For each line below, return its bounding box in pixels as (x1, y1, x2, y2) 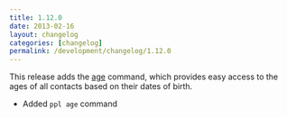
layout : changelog (9, 30, 79, 39)
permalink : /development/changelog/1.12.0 (9, 47, 171, 56)
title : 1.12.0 (9, 13, 63, 23)
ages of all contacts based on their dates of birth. (9, 81, 193, 92)
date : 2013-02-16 (9, 22, 75, 31)
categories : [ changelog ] (9, 38, 103, 48)
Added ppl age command (22, 98, 117, 109)
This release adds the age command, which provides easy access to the (9, 71, 278, 82)
